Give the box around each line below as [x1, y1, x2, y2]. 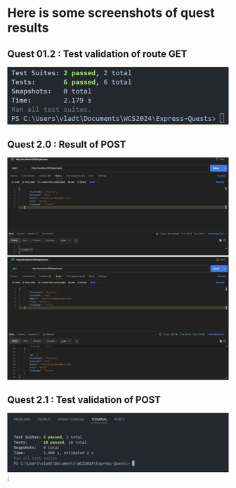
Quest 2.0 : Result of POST [7, 139, 126, 150]
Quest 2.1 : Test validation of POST [7, 394, 162, 406]
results [7, 20, 49, 36]
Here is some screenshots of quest [7, 5, 216, 21]
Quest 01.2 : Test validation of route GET [7, 48, 188, 60]
